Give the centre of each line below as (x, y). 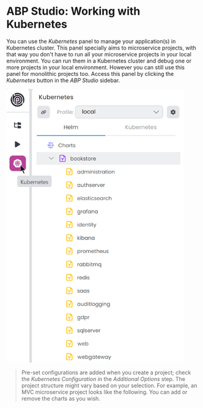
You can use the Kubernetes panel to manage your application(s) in (91, 41)
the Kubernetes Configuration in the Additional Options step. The (103, 379)
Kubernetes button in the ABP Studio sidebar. (63, 80)
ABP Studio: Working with (73, 11)
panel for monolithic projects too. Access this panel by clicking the (90, 74)
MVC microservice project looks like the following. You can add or (104, 392)
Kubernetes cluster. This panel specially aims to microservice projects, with (102, 48)
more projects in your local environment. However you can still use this (96, 67)
